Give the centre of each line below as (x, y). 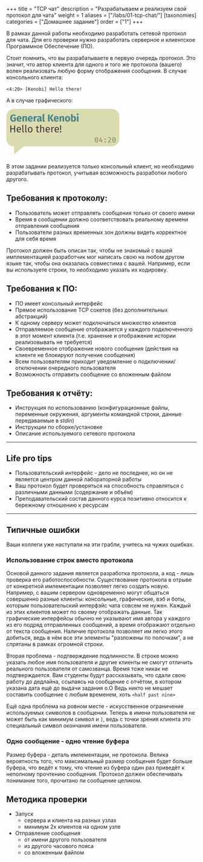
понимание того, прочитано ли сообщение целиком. (74, 780)
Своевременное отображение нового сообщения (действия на (97, 349)
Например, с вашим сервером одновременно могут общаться (88, 593)
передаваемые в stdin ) (44, 421)
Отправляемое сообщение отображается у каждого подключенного (104, 329)
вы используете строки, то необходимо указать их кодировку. (87, 270)
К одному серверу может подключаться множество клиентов (95, 322)
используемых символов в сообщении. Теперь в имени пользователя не (101, 713)
